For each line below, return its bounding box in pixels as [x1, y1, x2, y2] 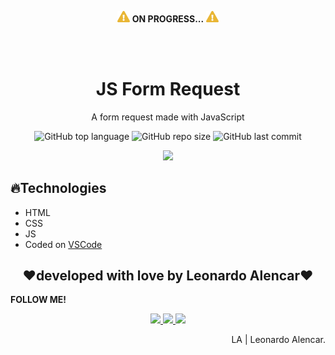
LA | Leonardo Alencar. [231, 334, 326, 346]
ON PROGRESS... [131, 12, 205, 25]
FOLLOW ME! [10, 294, 67, 306]
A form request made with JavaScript [91, 111, 245, 123]
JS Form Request [95, 77, 241, 100]
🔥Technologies [10, 180, 107, 197]
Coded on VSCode [24, 238, 103, 250]
